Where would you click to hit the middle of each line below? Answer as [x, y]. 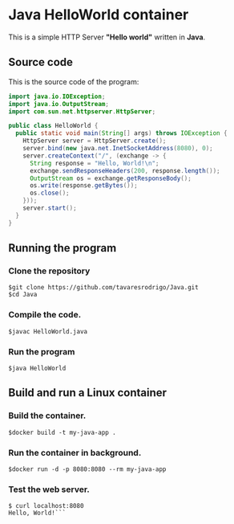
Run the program [42, 351]
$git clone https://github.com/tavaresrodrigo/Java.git [103, 288]
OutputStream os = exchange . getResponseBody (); [111, 178]
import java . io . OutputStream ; [59, 104]
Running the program [63, 248]
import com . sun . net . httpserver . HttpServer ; [82, 111]
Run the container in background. [75, 452]
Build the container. [47, 416]
